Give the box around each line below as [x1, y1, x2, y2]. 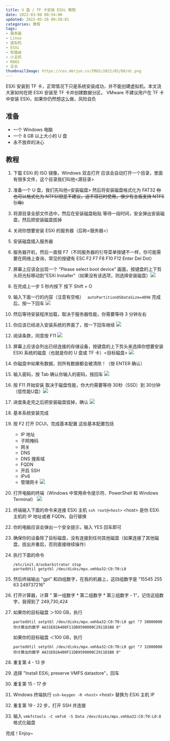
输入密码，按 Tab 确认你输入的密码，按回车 [13, 371, 103, 377]
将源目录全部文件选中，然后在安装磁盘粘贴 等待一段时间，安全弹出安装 [13, 210, 160, 216]
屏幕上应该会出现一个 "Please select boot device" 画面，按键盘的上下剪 [13, 266, 162, 272]
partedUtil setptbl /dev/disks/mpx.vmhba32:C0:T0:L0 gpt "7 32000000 [13, 644, 163, 649]
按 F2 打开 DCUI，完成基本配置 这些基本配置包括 [13, 420, 114, 426]
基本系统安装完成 [13, 410, 49, 416]
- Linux [6, 36, 22, 41]
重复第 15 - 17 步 [13, 681, 47, 687]
